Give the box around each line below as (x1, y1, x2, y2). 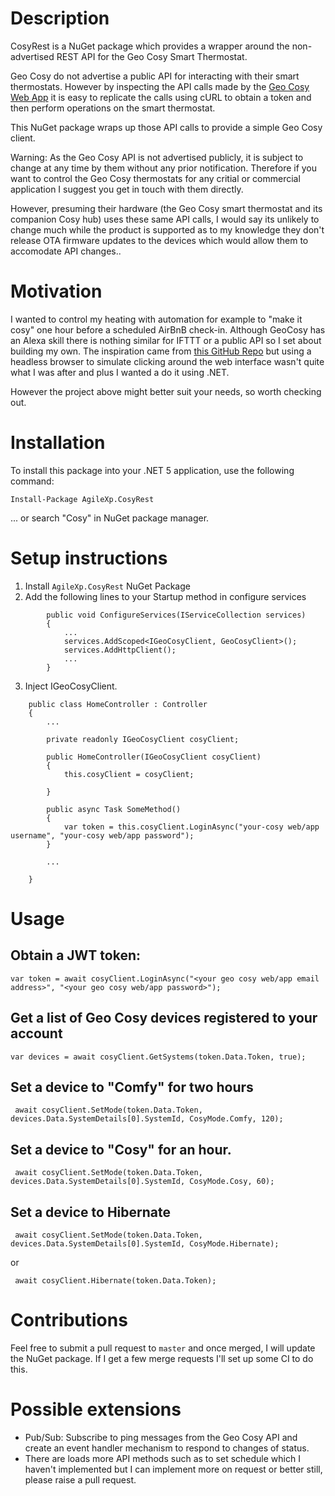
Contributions (10, 1309, 128, 1332)
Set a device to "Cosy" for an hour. (10, 1141, 232, 1158)
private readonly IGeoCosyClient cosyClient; (46, 734, 240, 744)
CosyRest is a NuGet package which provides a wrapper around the (10, 40, 290, 52)
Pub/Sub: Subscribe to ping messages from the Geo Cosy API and (24, 1431, 298, 1443)
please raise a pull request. (24, 1473, 137, 1486)
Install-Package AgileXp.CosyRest (10, 494, 155, 504)
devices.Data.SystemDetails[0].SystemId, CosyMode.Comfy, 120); (10, 1114, 284, 1124)
